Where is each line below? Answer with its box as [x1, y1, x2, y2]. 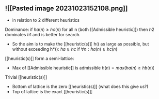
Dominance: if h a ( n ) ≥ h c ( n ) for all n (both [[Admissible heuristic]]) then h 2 [5, 27, 155, 32]
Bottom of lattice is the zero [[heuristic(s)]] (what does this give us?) [12, 84, 149, 89]
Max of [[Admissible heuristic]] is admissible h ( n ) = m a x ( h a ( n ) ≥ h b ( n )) [12, 65, 155, 71]
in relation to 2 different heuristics [12, 17, 80, 23]
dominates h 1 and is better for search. [5, 31, 81, 37]
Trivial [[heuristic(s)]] [5, 74, 48, 80]
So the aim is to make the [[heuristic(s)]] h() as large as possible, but [12, 41, 149, 47]
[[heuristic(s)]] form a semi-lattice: [5, 56, 74, 61]
